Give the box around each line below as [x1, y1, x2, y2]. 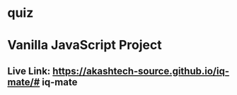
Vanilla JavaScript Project [7, 37, 162, 53]
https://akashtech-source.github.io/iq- [52, 65, 230, 77]
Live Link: [7, 65, 51, 77]
